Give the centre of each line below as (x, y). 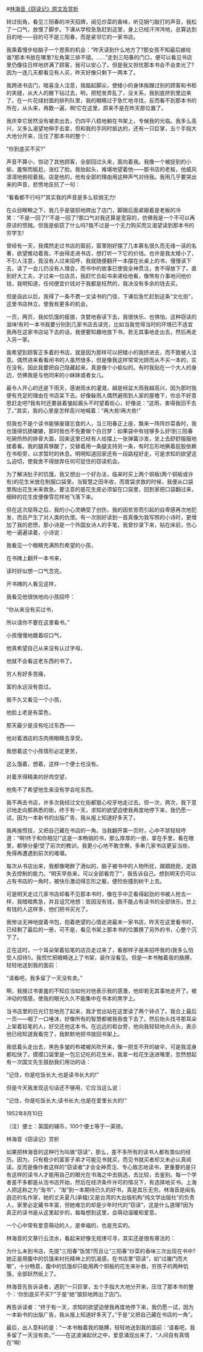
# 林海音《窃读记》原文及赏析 (42, 9)
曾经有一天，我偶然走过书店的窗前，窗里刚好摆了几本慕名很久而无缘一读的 (99, 246)
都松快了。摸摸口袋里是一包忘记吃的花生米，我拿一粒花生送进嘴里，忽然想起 (101, 1054)
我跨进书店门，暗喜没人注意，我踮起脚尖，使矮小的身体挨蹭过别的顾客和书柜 (101, 85)
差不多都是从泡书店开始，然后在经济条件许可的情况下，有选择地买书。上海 (104, 1182)
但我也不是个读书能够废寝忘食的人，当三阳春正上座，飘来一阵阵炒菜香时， (99, 423)
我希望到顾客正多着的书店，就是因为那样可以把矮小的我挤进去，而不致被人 (99, 352)
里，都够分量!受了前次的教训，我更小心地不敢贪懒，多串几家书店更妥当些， (100, 845)
